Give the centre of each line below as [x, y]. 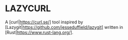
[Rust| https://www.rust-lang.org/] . [39, 32]
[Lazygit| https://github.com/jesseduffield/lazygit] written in [64, 27]
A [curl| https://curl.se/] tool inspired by [44, 22]
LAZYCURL [28, 9]
